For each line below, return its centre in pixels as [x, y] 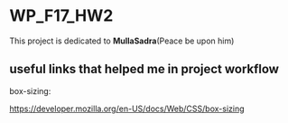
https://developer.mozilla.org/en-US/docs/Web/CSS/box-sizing [127, 109]
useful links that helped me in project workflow [144, 69]
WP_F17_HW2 [61, 16]
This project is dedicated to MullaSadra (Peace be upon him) [122, 41]
